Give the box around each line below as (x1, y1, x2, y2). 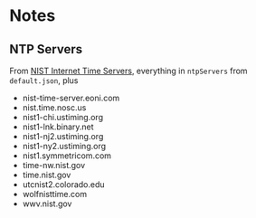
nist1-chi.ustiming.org (22, 112, 104, 122)
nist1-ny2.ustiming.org (22, 141, 107, 151)
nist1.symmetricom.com (22, 150, 111, 161)
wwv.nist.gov (22, 198, 72, 209)
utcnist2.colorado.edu (22, 179, 106, 190)
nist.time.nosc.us (22, 102, 87, 113)
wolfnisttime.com (22, 189, 88, 199)
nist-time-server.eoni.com (22, 92, 120, 103)
